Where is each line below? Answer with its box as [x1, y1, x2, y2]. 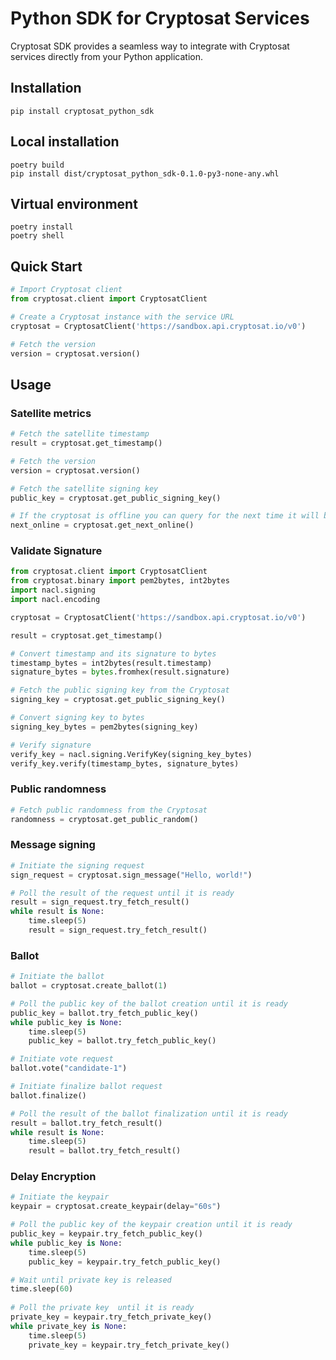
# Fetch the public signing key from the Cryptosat [10, 685, 230, 696]
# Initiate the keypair [10, 1192, 110, 1202]
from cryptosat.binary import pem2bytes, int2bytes [10, 576, 230, 586]
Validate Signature [10, 544, 103, 558]
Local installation [10, 133, 120, 151]
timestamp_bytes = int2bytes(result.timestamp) [10, 658, 213, 668]
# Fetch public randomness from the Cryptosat [10, 805, 208, 815]
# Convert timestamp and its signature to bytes [10, 648, 217, 659]
